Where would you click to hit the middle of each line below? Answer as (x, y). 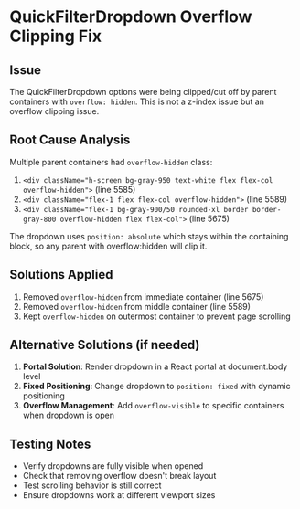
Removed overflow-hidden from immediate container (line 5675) (143, 297)
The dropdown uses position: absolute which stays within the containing (149, 236)
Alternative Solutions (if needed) (105, 345)
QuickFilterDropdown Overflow (131, 17)
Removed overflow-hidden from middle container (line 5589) (137, 306)
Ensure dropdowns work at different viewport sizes (119, 495)
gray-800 (39, 219)
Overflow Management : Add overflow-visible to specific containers (153, 406)
